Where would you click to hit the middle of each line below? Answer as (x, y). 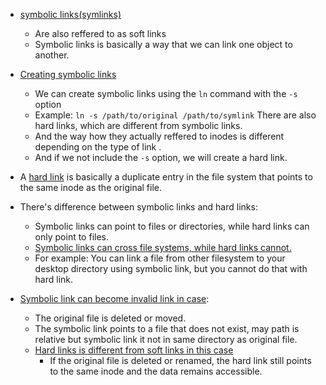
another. (52, 55)
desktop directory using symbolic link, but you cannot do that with (171, 268)
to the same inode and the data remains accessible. (156, 371)
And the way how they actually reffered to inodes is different (159, 136)
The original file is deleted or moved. (110, 318)
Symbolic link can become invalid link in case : (114, 298)
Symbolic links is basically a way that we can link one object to (163, 44)
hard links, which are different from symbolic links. (138, 125)
